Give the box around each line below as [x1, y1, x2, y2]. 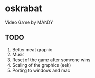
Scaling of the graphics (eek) [12, 62, 71, 68]
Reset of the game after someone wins [12, 57, 91, 63]
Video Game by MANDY [5, 19, 53, 25]
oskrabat [5, 3, 43, 14]
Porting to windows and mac [12, 67, 70, 73]
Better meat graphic [12, 46, 53, 52]
